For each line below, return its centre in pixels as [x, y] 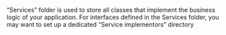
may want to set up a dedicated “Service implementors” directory [100, 24]
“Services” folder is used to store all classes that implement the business [111, 10]
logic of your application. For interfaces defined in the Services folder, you [113, 17]
